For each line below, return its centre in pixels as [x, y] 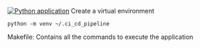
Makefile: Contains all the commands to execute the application [100, 37]
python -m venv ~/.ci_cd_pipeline [59, 24]
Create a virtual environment [112, 11]
